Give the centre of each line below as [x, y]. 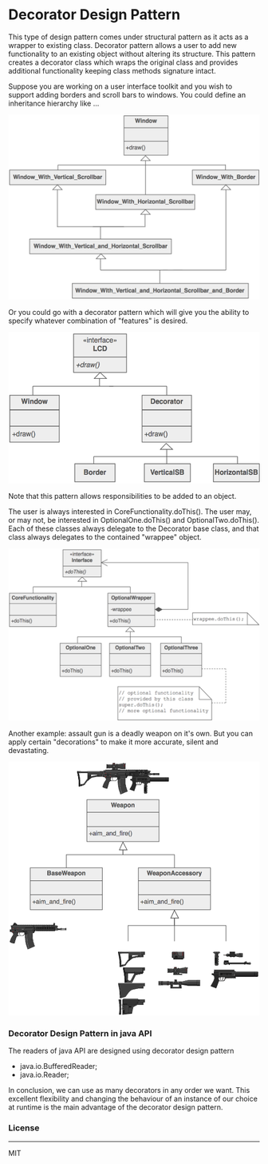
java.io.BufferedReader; [59, 1066]
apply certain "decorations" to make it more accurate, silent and [113, 742]
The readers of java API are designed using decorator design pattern [121, 1051]
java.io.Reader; [44, 1075]
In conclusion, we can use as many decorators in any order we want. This [129, 1090]
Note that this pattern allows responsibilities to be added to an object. [122, 496]
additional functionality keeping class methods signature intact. [112, 70]
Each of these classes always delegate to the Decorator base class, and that [134, 528]
